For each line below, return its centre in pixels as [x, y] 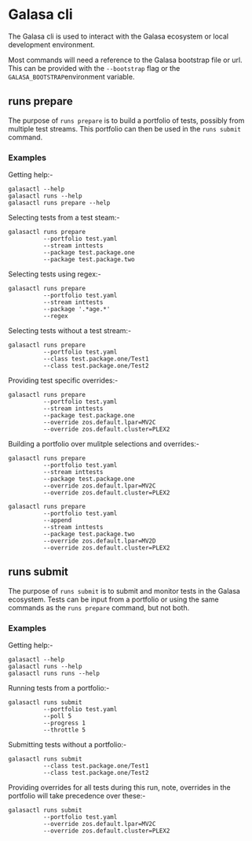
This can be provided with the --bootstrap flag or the [94, 68]
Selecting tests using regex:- [55, 274]
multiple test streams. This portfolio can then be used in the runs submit [125, 128]
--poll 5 [57, 717]
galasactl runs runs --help [54, 674]
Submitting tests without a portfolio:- [68, 745]
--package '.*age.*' [77, 309]
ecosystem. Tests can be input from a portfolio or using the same [113, 599]
